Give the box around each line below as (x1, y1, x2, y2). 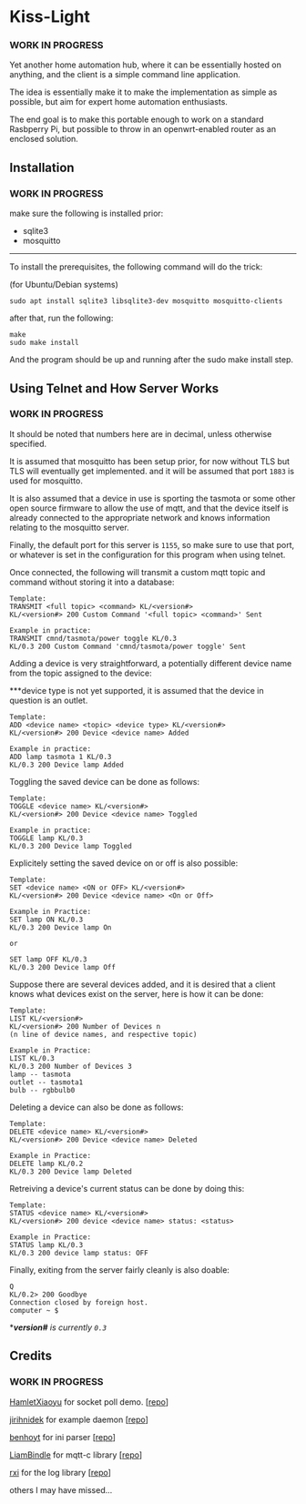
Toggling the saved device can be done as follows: (9, 776, 200, 787)
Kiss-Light (9, 6, 91, 27)
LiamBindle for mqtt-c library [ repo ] (9, 1449, 143, 1460)
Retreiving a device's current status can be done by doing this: (9, 1183, 245, 1194)
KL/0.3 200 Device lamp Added (9, 760, 125, 769)
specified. (9, 438, 47, 449)
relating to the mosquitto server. (9, 522, 129, 533)
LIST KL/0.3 (9, 1053, 55, 1062)
